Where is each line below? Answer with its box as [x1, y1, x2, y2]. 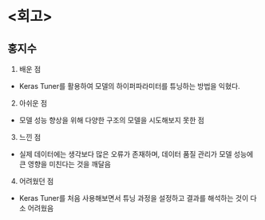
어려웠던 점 [18, 177, 54, 186]
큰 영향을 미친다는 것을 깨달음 [18, 159, 111, 169]
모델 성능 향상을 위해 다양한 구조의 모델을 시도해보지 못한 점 [18, 115, 205, 125]
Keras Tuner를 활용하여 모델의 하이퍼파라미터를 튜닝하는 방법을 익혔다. [18, 82, 240, 90]
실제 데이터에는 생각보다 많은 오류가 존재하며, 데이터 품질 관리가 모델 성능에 [18, 150, 254, 158]
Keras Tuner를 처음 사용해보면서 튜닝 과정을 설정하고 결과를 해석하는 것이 [18, 194, 249, 202]
